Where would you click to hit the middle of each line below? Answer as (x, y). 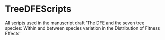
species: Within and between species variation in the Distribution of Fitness (83, 28)
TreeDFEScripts (38, 9)
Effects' (13, 33)
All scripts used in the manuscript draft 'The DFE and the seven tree (75, 23)
